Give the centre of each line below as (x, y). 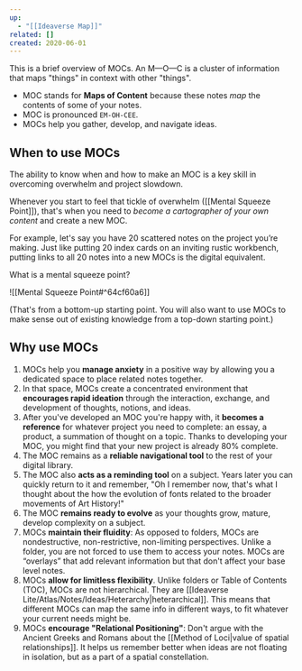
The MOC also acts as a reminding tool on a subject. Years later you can (157, 474)
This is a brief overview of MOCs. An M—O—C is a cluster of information (144, 69)
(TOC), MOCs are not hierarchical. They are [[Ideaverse (125, 589)
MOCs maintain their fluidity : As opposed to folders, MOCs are (141, 532)
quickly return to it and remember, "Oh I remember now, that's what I (150, 484)
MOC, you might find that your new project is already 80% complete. (150, 446)
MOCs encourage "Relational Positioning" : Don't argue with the (143, 628)
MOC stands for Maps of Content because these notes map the (142, 96)
